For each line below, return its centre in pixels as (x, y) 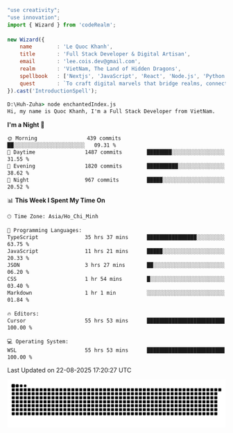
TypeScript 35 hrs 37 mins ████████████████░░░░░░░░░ (116, 238)
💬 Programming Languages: (44, 231)
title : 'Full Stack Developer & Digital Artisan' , (105, 54)
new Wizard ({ (26, 40)
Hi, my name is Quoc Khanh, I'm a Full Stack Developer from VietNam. (111, 112)
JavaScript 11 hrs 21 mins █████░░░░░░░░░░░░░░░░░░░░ (116, 252)
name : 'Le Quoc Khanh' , (66, 47)
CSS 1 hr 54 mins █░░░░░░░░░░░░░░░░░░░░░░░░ (116, 279)
